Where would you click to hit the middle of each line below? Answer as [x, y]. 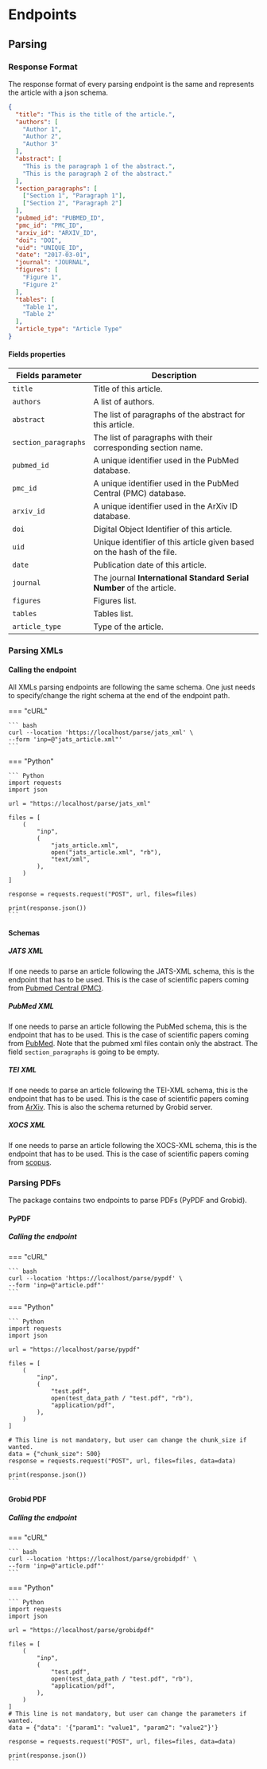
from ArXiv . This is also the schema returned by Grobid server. [110, 1107]
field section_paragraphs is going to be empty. [84, 1052]
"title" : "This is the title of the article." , [96, 114]
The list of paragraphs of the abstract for [169, 415]
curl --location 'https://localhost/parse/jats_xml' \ [101, 733]
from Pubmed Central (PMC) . [56, 988]
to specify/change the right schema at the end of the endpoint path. [119, 696]
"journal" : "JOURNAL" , [53, 263]
